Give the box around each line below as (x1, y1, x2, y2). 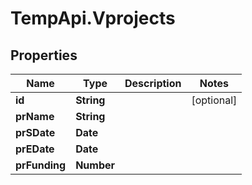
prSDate (15, 126, 56, 139)
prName (15, 110, 55, 123)
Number (75, 158, 116, 172)
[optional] (191, 93, 238, 107)
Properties (10, 47, 78, 64)
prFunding (15, 158, 67, 172)
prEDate (15, 142, 55, 156)
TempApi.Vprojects (10, 7, 176, 30)
